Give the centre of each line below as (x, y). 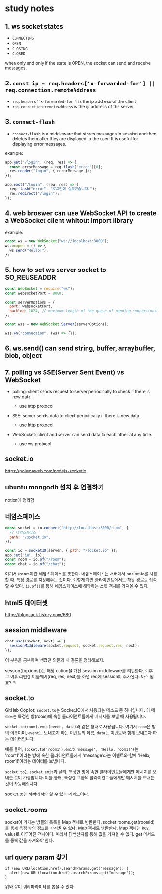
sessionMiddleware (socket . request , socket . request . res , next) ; (74, 646)
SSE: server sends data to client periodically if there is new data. (76, 415)
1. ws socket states (34, 26)
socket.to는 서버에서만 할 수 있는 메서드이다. (47, 794)
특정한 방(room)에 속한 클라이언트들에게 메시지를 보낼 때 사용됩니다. (82, 716)
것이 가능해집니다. (22, 784)
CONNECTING (23, 38)
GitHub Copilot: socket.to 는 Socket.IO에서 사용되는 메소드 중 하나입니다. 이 (78, 710)
